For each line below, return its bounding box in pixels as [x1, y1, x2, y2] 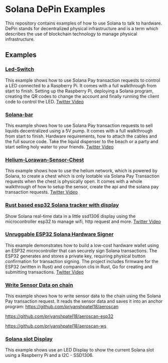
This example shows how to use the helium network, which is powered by [5, 168, 158, 174]
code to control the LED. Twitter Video [5, 98, 84, 104]
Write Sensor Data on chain [5, 281, 74, 288]
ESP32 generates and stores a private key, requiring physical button [5, 253, 146, 259]
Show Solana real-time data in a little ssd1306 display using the [5, 213, 136, 219]
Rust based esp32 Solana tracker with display [5, 202, 119, 209]
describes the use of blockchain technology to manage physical [5, 31, 137, 37]
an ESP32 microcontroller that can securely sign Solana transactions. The [5, 248, 157, 254]
